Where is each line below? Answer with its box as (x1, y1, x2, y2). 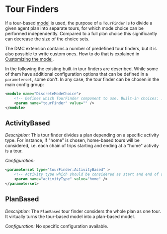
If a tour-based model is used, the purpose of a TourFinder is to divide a (5, 20, 153, 26)
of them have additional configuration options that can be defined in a (5, 71, 148, 77)
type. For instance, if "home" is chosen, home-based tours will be (5, 137, 140, 143)
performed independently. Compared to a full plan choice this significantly (5, 30, 158, 36)
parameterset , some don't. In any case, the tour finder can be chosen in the (5, 76, 160, 82)
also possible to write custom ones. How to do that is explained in (5, 51, 140, 57)
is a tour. (5, 148, 23, 154)
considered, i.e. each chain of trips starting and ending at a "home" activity (5, 143, 159, 149)
